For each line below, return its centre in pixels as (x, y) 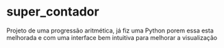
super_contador (53, 12)
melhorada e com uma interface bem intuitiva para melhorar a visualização (112, 37)
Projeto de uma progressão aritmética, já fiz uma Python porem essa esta (110, 30)
